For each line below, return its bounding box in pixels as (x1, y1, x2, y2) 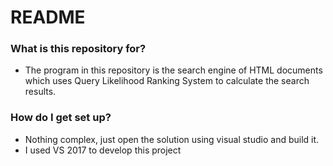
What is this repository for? (10, 42, 147, 56)
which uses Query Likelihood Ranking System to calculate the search (24, 75, 310, 87)
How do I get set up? (10, 111, 112, 125)
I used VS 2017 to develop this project (24, 144, 182, 156)
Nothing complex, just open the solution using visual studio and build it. (24, 133, 320, 145)
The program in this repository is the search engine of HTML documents (24, 64, 323, 76)
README (10, 6, 86, 29)
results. (24, 86, 57, 98)
